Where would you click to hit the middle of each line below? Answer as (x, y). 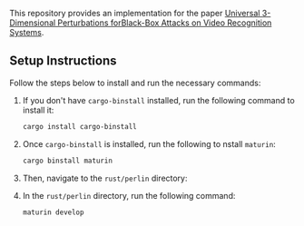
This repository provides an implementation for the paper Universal (135, 13)
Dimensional (33, 23)
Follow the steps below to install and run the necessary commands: (135, 83)
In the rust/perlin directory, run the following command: (129, 195)
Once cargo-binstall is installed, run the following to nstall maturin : (149, 143)
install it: (38, 110)
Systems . (27, 32)
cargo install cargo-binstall (80, 126)
